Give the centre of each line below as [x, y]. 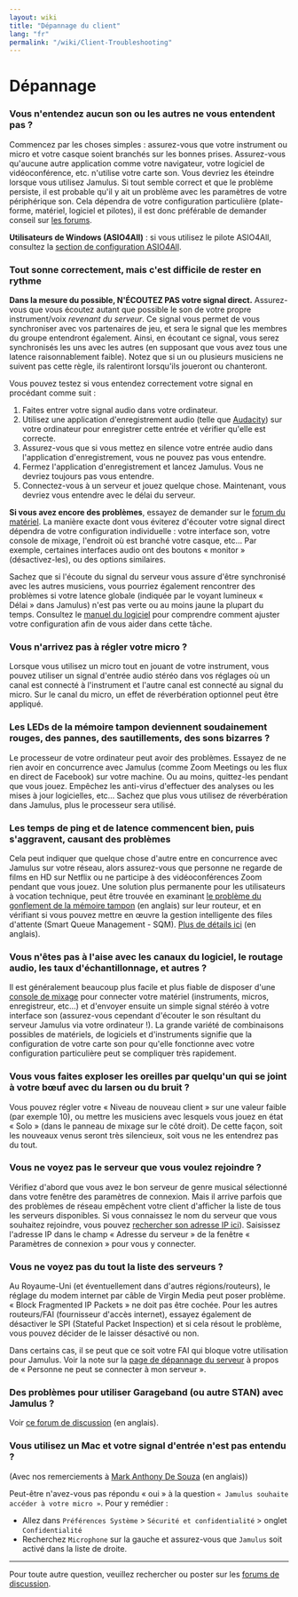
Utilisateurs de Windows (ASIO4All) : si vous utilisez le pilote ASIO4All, [141, 237]
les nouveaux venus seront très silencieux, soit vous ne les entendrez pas [144, 1135]
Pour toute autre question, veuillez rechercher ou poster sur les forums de [145, 1574]
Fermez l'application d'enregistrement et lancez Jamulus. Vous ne [143, 467]
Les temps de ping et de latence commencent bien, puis [132, 827]
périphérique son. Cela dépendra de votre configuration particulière [133, 201]
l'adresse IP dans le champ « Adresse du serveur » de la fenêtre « [129, 1234]
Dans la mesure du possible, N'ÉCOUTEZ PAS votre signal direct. [131, 300]
